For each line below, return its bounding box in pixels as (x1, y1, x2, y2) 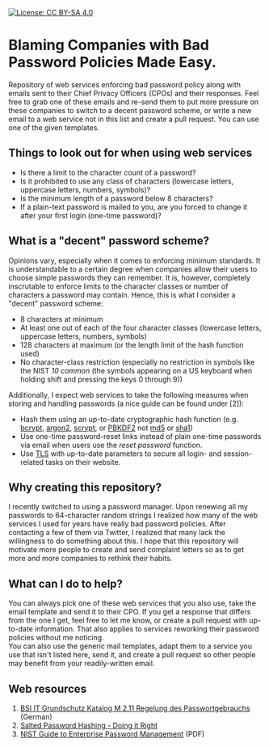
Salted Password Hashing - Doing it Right (19, 720, 158, 730)
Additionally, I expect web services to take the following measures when (8, 390, 249, 399)
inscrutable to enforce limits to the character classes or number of (8, 281, 229, 291)
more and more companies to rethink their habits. (8, 554, 173, 563)
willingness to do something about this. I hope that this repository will (8, 536, 239, 546)
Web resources (8, 682, 87, 695)
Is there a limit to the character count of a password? (19, 167, 196, 177)
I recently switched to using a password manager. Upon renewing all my (8, 502, 249, 512)
